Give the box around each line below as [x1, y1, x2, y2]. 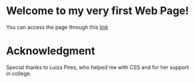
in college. [6, 69, 31, 77]
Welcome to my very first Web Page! [6, 4, 189, 18]
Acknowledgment [6, 44, 96, 58]
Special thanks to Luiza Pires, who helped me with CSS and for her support [6, 64, 189, 71]
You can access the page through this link [6, 24, 108, 31]
